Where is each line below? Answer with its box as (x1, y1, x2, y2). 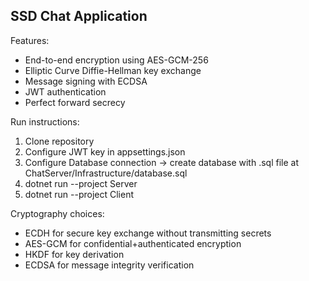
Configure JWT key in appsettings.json (24, 145, 186, 158)
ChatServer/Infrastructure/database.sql (24, 167, 188, 179)
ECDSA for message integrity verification (24, 259, 195, 271)
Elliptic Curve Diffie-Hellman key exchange (24, 64, 202, 76)
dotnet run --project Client (24, 188, 135, 200)
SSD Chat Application (10, 8, 148, 25)
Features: (10, 34, 50, 46)
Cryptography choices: (10, 207, 105, 219)
